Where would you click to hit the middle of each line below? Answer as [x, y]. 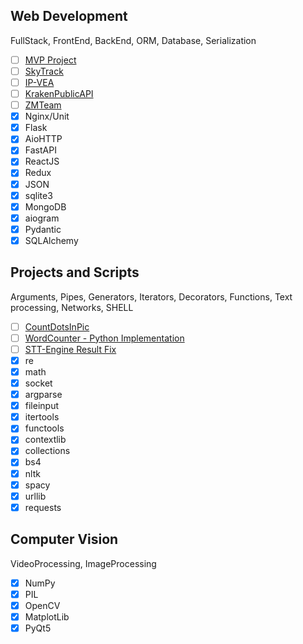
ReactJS [42, 161]
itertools [42, 417]
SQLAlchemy [51, 240]
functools [44, 428]
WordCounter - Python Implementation [104, 338]
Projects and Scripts [75, 272]
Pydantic [43, 229]
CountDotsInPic [57, 326]
